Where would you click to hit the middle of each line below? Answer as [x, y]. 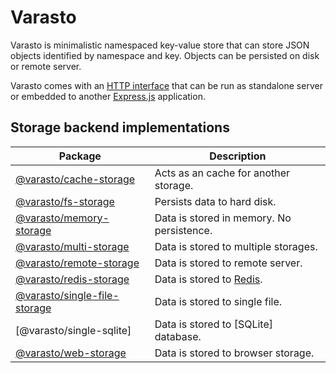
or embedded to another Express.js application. [108, 96]
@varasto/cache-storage [75, 179]
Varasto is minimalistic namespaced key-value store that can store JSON [160, 45]
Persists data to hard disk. [215, 201]
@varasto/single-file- [67, 295]
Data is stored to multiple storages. [236, 246]
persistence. [183, 230]
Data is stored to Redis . [208, 279]
